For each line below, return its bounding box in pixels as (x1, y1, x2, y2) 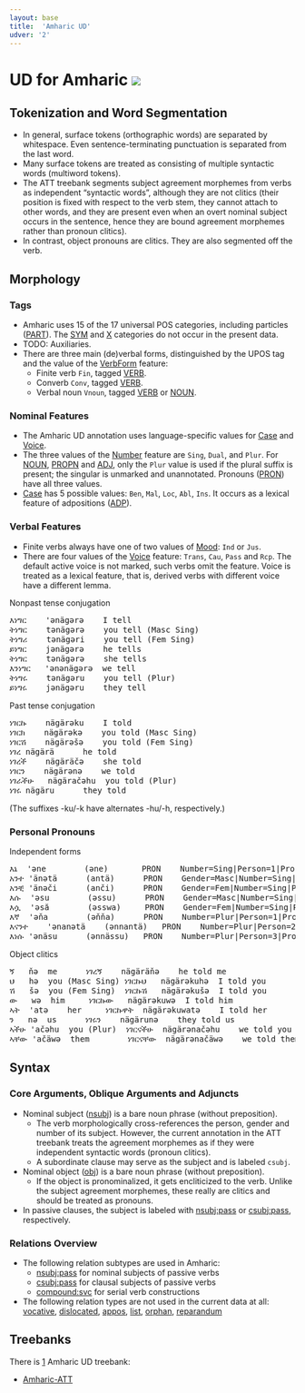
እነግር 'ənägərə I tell (9, 615, 133, 625)
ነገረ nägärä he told (9, 746, 117, 756)
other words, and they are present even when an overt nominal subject (22, 206, 288, 218)
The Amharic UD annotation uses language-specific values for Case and (22, 430, 294, 441)
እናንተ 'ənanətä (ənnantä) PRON (9, 921, 182, 932)
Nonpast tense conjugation (9, 597, 111, 608)
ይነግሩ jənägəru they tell (9, 682, 147, 693)
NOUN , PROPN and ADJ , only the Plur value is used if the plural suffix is (22, 459, 293, 470)
